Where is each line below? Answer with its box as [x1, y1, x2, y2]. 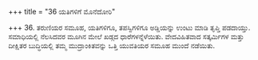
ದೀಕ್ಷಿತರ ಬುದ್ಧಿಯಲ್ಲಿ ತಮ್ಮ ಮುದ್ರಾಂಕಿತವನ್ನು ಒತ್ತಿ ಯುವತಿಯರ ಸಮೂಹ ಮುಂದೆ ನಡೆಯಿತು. [8, 41, 216, 50]
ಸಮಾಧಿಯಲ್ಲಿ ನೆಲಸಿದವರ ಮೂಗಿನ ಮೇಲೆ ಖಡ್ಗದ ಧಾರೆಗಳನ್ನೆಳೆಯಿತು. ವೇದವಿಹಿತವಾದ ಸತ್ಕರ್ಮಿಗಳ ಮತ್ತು [8, 32, 244, 41]
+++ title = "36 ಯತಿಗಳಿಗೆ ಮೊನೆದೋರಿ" [8, 7, 116, 16]
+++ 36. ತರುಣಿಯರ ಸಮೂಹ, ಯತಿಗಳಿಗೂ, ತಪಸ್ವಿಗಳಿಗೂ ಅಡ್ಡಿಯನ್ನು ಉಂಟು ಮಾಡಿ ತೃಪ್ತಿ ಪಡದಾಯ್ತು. [8, 23, 251, 32]
